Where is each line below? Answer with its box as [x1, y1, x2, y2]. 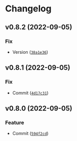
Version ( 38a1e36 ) [12, 49, 48, 55]
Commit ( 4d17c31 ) [12, 90, 49, 96]
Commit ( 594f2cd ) [12, 131, 49, 137]
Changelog [5, 3, 52, 14]
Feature [5, 119, 24, 126]
